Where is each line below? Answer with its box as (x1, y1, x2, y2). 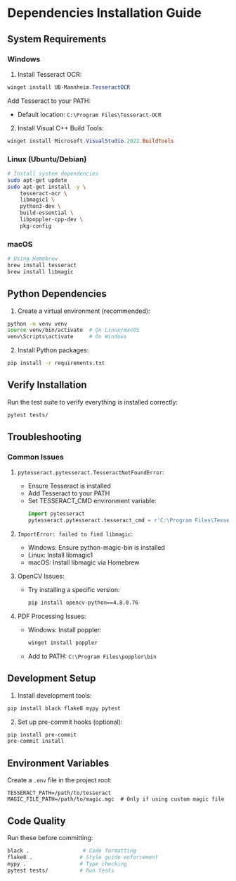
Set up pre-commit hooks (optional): (17, 717, 123, 726)
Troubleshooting (7, 431, 82, 443)
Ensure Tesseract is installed (27, 481, 111, 491)
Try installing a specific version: (27, 586, 120, 594)
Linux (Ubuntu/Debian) (7, 154, 87, 164)
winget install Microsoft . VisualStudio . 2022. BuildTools (7, 137, 174, 144)
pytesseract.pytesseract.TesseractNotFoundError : (17, 468, 165, 476)
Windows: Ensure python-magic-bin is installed (27, 543, 165, 552)
